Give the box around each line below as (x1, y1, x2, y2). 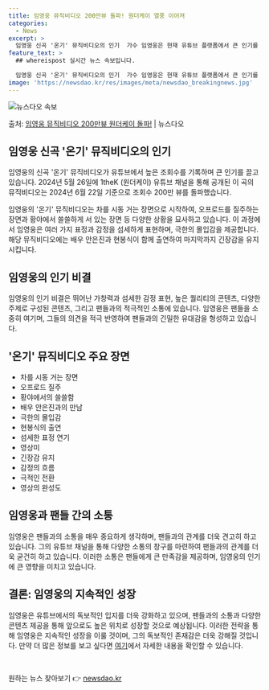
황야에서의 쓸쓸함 (19, 392, 75, 402)
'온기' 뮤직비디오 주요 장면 (8, 349, 130, 363)
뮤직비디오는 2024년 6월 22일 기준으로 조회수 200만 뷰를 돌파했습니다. (8, 187, 232, 197)
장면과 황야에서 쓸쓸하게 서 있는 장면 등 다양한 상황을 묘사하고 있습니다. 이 (8, 215, 239, 224)
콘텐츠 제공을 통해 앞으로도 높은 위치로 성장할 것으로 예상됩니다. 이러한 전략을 (8, 620, 251, 630)
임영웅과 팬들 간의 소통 (8, 508, 114, 523)
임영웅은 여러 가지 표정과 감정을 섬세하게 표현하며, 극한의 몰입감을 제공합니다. (16, 224, 259, 234)
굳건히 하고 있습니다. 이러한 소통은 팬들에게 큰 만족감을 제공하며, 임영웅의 (16, 552, 247, 561)
